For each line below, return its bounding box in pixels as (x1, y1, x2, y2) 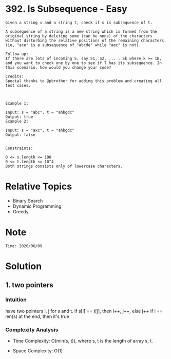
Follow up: (5, 51, 29, 56)
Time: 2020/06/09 (5, 243, 43, 249)
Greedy (12, 208, 29, 214)
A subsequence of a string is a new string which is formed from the (5, 29, 158, 34)
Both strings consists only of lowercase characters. (5, 164, 123, 169)
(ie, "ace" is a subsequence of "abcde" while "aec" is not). (5, 42, 141, 48)
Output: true (5, 114, 33, 119)
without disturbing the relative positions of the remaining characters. (5, 38, 167, 43)
